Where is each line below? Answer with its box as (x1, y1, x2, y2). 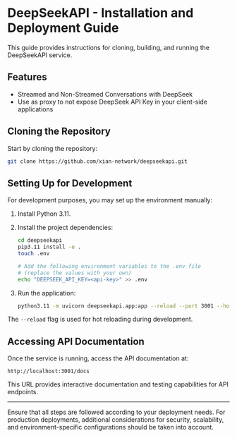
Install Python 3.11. (17, 209, 71, 218)
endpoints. (7, 388, 39, 396)
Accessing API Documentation (7, 335, 145, 347)
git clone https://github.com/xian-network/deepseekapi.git (7, 157, 188, 165)
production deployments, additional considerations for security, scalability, (7, 415, 224, 424)
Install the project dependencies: (17, 224, 114, 232)
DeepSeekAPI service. (7, 51, 73, 59)
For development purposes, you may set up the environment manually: (7, 196, 213, 205)
